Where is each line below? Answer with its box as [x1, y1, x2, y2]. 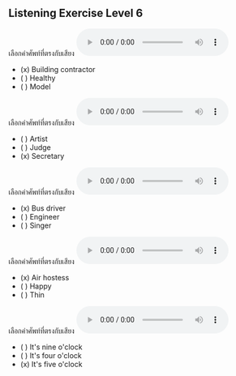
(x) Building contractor [19, 64, 96, 74]
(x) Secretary [19, 151, 65, 160]
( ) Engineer [19, 211, 60, 221]
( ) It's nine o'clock [19, 342, 83, 352]
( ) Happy [19, 281, 52, 291]
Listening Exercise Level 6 [8, 6, 144, 20]
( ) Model [19, 81, 51, 92]
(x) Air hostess [19, 272, 70, 282]
